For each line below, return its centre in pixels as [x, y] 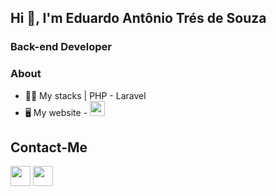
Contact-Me [49, 147]
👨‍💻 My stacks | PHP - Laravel [85, 95]
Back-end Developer [61, 47]
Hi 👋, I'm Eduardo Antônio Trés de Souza [138, 18]
